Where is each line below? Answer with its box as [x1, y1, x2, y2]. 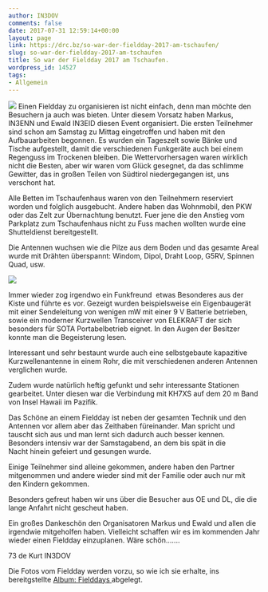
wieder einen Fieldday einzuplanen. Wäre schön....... [8, 535, 180, 545]
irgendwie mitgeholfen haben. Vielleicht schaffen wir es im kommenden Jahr [8, 527, 260, 536]
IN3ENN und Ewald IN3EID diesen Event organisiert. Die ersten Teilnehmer [8, 118, 254, 128]
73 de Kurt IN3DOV [8, 551, 72, 560]
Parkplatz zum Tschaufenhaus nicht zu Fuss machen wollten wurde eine [8, 219, 246, 228]
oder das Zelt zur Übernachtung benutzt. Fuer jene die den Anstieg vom [8, 210, 245, 219]
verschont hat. [8, 177, 56, 187]
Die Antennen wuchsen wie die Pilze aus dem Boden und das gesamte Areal [8, 243, 259, 252]
